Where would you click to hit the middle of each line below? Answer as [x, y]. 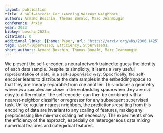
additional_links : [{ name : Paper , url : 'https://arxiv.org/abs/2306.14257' [83, 41]
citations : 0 [18, 37]
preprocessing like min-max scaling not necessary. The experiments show [79, 115]
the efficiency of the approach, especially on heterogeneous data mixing [78, 120]
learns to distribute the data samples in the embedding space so [87, 79]
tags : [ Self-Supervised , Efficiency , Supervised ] [56, 45]
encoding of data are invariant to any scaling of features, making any [74, 110]
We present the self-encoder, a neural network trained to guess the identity [80, 64]
